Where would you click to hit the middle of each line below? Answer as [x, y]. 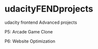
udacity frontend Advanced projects [41, 22]
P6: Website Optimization [30, 41]
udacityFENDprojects [49, 9]
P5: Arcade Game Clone [29, 32]
